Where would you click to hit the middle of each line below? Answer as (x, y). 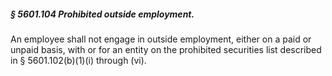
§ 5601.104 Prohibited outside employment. (102, 14)
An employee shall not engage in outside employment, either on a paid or (161, 39)
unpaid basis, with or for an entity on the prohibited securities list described (166, 49)
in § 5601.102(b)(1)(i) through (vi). (78, 60)
